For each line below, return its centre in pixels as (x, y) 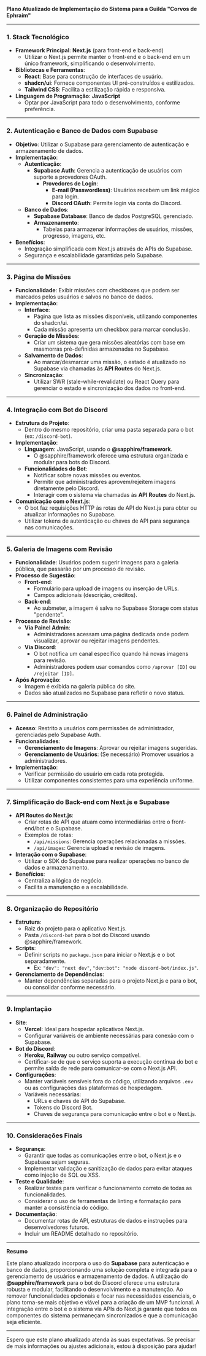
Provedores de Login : (71, 183)
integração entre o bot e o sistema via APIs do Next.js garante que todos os (102, 1309)
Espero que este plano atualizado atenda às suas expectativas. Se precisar (101, 1339)
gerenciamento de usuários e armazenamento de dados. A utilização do (97, 1276)
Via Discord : (40, 647)
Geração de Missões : (52, 336)
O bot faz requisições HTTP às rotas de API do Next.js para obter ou (111, 508)
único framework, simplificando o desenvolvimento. (90, 63)
